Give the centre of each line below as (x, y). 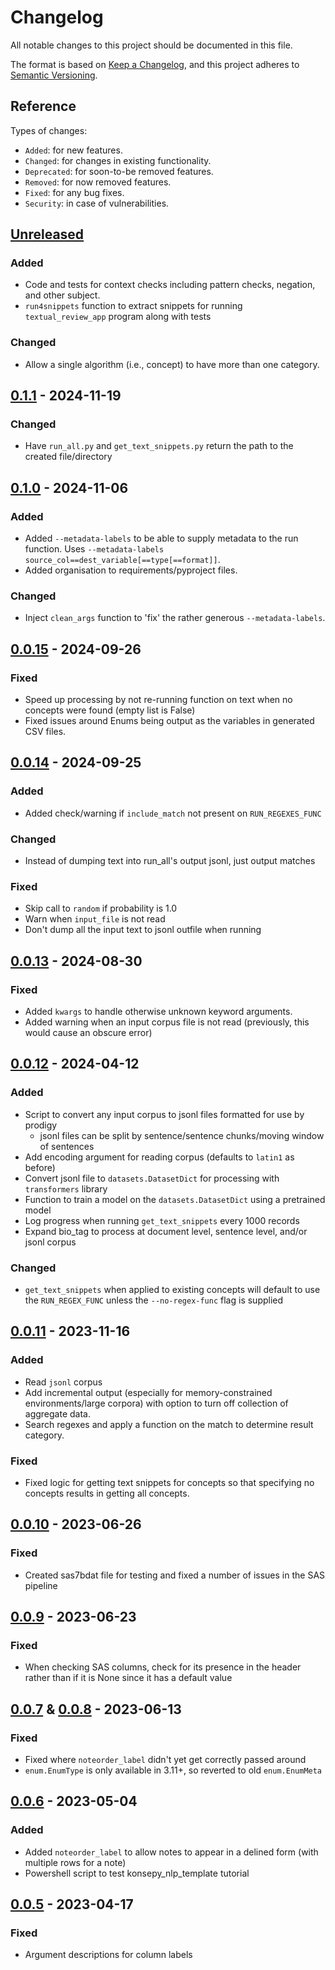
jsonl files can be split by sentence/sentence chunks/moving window (182, 1135)
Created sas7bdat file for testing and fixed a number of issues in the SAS (175, 1575)
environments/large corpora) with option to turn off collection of (156, 1403)
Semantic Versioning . (54, 75)
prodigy (41, 1125)
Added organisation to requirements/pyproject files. (131, 570)
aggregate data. (57, 1413)
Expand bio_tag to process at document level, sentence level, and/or (166, 1231)
